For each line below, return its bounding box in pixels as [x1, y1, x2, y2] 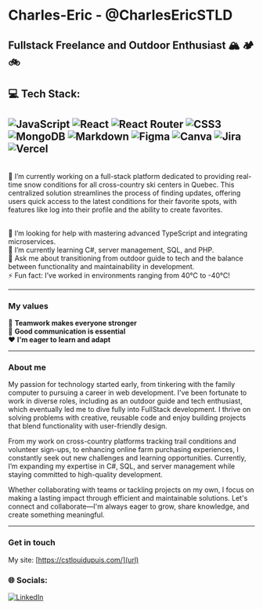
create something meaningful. [8, 510, 105, 520]
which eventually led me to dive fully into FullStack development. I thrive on [8, 405, 251, 414]
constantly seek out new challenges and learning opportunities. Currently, [8, 454, 247, 463]
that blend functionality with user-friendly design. [8, 421, 168, 431]
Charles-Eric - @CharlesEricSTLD [8, 6, 233, 24]
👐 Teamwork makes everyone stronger [8, 319, 137, 328]
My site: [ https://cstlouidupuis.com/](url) [8, 555, 139, 564]
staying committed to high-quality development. [8, 470, 163, 480]
